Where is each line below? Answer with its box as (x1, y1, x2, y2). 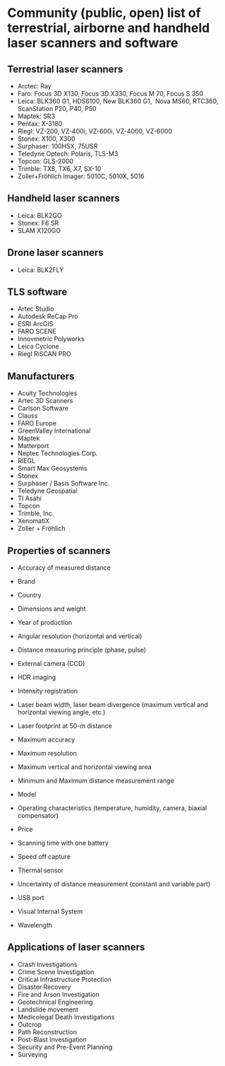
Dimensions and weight (17, 604, 86, 613)
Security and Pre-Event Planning (17, 1043, 113, 1051)
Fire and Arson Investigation (17, 990, 100, 998)
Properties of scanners (7, 544, 111, 556)
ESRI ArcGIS (17, 320, 54, 328)
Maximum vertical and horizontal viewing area (17, 763, 152, 771)
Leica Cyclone (17, 342, 60, 351)
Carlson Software (17, 404, 69, 413)
